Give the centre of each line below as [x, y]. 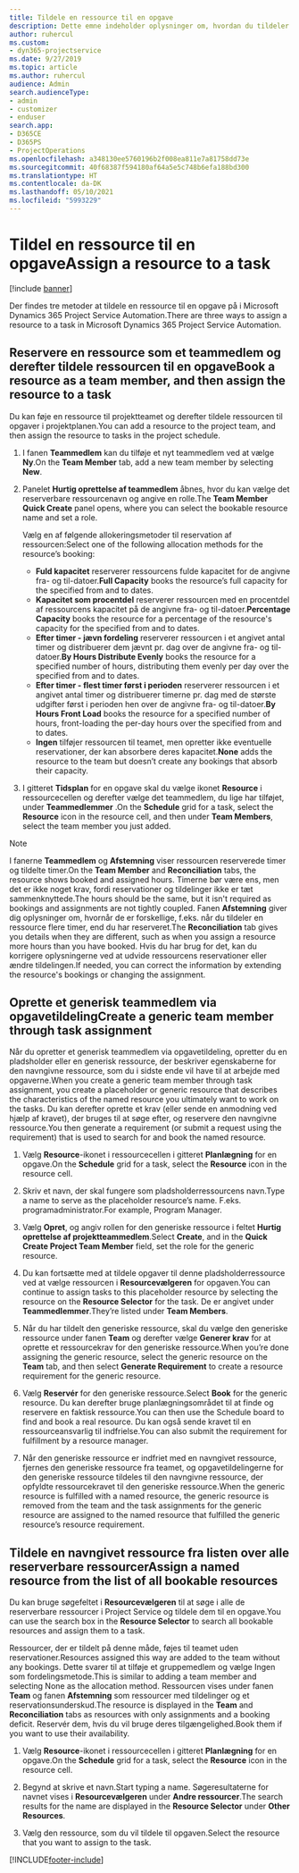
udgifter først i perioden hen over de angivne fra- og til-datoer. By [156, 704]
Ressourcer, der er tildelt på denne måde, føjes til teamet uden [124, 1648]
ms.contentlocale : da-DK [55, 184]
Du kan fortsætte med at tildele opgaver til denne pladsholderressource [154, 1273]
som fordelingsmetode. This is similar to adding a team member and [133, 1676]
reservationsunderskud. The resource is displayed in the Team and [131, 1705]
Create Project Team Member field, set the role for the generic [138, 1246]
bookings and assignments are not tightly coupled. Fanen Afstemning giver [148, 907]
